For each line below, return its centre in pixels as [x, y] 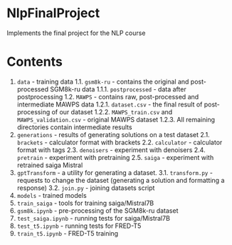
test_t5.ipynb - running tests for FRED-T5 [79, 226]
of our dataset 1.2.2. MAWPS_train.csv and [112, 111]
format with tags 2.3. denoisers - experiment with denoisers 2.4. [111, 150]
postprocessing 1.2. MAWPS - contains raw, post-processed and [108, 96]
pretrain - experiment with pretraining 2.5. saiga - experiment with [115, 157]
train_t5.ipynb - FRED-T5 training [68, 233]
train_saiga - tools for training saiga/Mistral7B [85, 203]
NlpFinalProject [53, 13]
